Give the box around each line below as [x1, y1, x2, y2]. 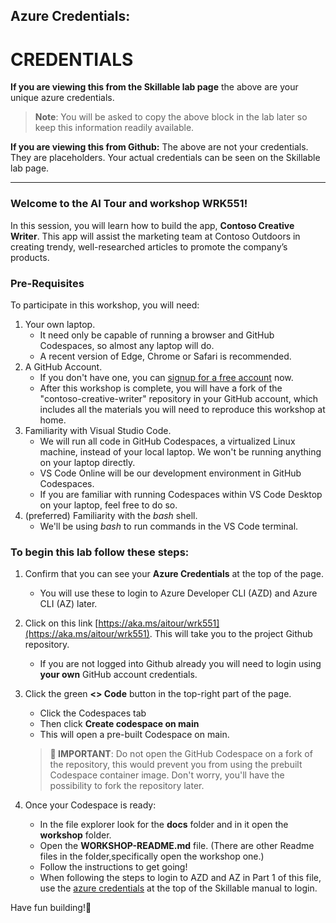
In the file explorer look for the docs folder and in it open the [39, 819, 289, 831]
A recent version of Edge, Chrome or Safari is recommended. [39, 350, 292, 362]
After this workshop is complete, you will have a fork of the [39, 382, 283, 394]
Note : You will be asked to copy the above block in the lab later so [34, 111, 308, 123]
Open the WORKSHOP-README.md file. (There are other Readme [39, 840, 315, 852]
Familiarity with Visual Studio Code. [24, 424, 172, 436]
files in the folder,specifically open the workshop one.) [39, 850, 265, 863]
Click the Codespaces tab [39, 707, 147, 719]
